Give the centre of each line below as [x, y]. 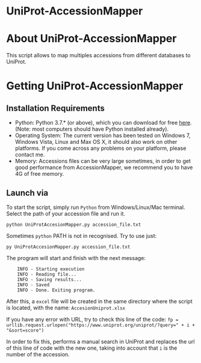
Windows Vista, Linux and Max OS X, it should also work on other [96, 142]
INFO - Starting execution [51, 269]
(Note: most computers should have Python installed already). [92, 129]
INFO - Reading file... [47, 274]
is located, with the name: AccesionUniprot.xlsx [66, 308]
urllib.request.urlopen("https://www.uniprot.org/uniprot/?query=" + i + [101, 325]
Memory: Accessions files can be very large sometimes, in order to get [103, 161]
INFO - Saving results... [50, 279]
